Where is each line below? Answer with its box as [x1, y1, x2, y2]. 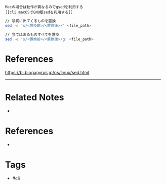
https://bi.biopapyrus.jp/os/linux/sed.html [5, 70, 90, 76]
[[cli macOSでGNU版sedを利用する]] [5, 10, 73, 15]
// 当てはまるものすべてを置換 [5, 32, 59, 37]
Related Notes [5, 92, 64, 103]
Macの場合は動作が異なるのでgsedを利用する [5, 4, 83, 9]
